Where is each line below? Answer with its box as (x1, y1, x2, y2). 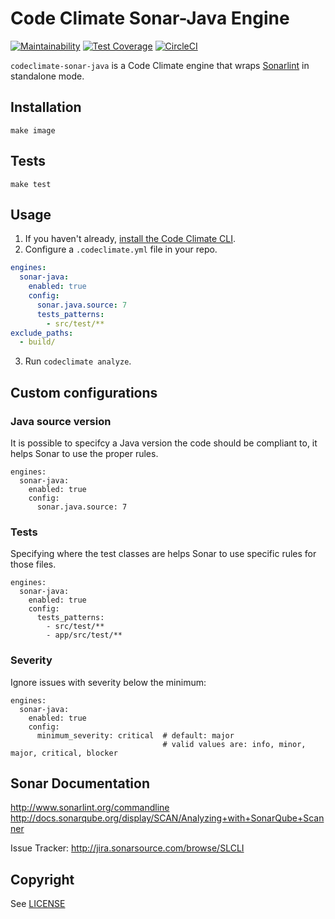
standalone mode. (10, 70, 85, 82)
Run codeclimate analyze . (24, 355, 132, 367)
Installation (10, 99, 82, 116)
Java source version (10, 414, 112, 428)
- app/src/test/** (46, 630, 123, 641)
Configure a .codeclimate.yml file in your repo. (24, 243, 218, 256)
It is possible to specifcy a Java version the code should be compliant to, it (10, 437, 318, 449)
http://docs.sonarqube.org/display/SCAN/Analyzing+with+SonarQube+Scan (10, 812, 325, 824)
